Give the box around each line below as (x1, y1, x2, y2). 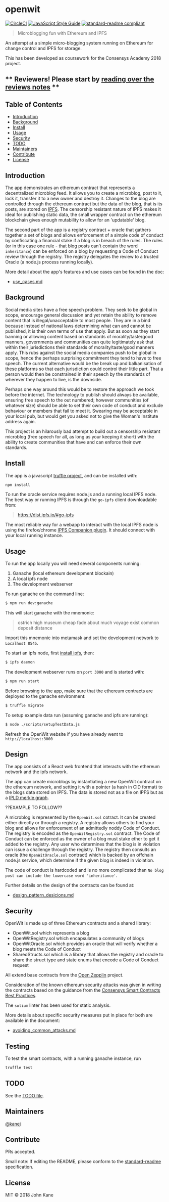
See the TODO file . (5, 1092, 44, 1098)
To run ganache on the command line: (5, 591, 84, 597)
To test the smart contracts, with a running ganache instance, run (5, 1055, 141, 1061)
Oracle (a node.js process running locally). (5, 259, 94, 265)
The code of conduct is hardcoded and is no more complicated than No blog (5, 867, 164, 873)
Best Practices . (5, 993, 37, 999)
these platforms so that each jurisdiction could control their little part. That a (5, 366, 163, 372)
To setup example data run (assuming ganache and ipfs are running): (5, 712, 149, 718)
